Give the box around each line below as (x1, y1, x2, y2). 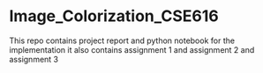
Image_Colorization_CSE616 (9, 6, 219, 26)
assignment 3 (9, 54, 59, 64)
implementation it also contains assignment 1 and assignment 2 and (9, 44, 255, 55)
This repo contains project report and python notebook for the (9, 35, 236, 46)
